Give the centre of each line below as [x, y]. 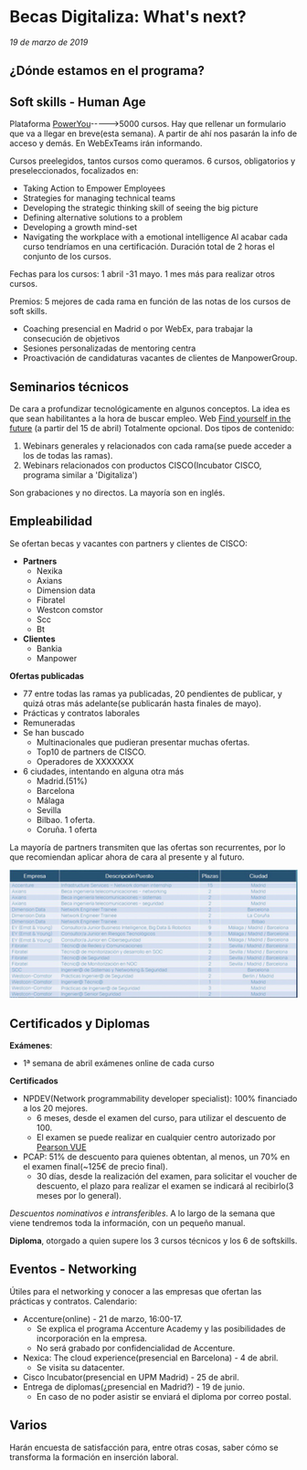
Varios [28, 1426]
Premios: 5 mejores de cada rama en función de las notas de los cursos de [150, 301]
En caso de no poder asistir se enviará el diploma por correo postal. [164, 1396]
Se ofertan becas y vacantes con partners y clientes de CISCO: [129, 543]
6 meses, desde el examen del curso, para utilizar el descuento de [161, 1118]
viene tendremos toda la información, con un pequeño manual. [127, 1223]
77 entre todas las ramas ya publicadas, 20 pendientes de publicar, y [153, 693]
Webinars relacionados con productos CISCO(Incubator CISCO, [142, 465]
